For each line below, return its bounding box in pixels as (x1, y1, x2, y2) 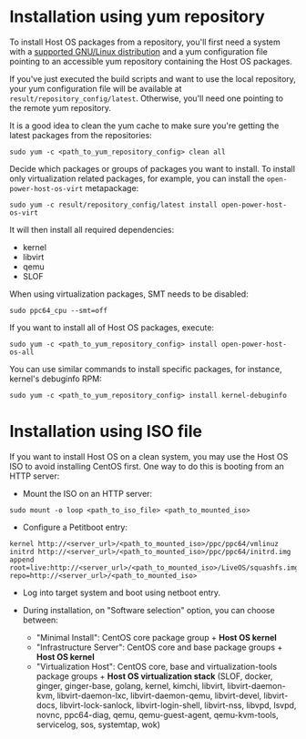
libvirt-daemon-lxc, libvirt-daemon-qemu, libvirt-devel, (56, 690, 262, 701)
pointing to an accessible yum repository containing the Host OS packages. (9, 56, 293, 66)
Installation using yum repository (9, 6, 266, 27)
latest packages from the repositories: (9, 129, 152, 140)
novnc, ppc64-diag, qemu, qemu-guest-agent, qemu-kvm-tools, (36, 709, 280, 720)
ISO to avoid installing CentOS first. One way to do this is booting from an (9, 461, 284, 471)
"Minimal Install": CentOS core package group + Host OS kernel (36, 632, 278, 643)
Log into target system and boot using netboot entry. (22, 587, 221, 598)
